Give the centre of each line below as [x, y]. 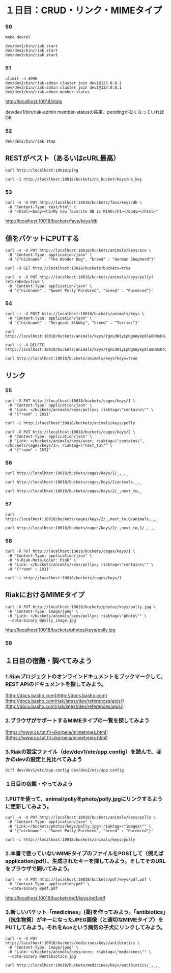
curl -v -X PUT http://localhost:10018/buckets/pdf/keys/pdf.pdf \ [78, 880]
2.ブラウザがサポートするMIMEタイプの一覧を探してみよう [77, 721]
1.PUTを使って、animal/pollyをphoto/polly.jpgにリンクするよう [84, 799]
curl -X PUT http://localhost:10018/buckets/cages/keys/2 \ [70, 432]
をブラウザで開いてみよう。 [39, 869]
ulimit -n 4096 [21, 79]
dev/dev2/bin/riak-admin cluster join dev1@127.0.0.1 [64, 83]
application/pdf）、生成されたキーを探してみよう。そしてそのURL [85, 861]
